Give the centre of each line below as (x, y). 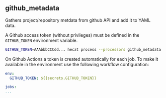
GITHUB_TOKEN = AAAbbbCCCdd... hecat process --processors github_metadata (83, 49)
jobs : (11, 87)
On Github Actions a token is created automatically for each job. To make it (82, 59)
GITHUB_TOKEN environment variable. (41, 40)
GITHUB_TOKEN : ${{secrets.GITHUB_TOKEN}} (53, 78)
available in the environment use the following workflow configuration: (77, 64)
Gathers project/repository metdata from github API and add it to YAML (78, 20)
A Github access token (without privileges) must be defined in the (72, 35)
